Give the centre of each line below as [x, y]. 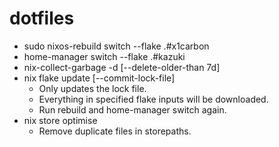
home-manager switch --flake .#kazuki [104, 56]
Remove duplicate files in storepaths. [115, 131]
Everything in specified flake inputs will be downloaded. [153, 99]
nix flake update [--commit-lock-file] [99, 78]
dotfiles [42, 18]
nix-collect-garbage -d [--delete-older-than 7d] [122, 67]
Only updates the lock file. [92, 88]
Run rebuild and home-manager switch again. [132, 109]
